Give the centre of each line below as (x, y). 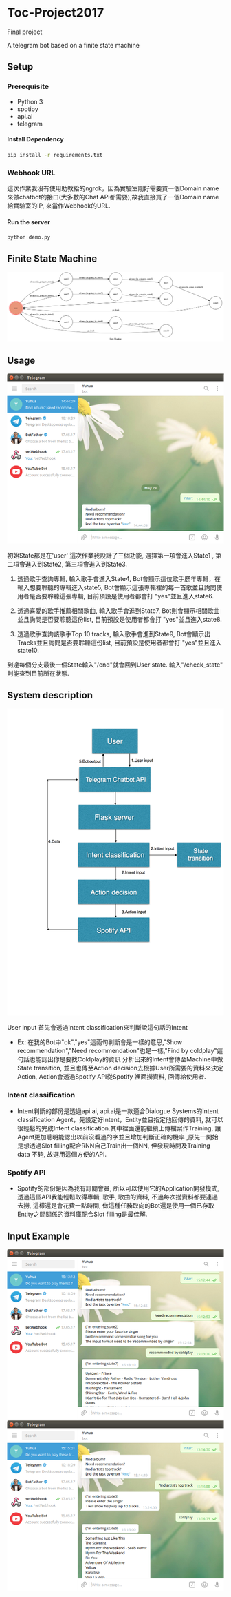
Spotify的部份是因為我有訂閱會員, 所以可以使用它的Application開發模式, (118, 1188)
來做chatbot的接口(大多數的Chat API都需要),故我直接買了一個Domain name (113, 197)
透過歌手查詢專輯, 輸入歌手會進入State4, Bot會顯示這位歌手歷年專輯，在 (119, 579)
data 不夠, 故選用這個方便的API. (62, 1154)
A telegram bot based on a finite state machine (73, 45)
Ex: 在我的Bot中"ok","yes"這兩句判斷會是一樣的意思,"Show (100, 1042)
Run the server (29, 222)
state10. (28, 651)
